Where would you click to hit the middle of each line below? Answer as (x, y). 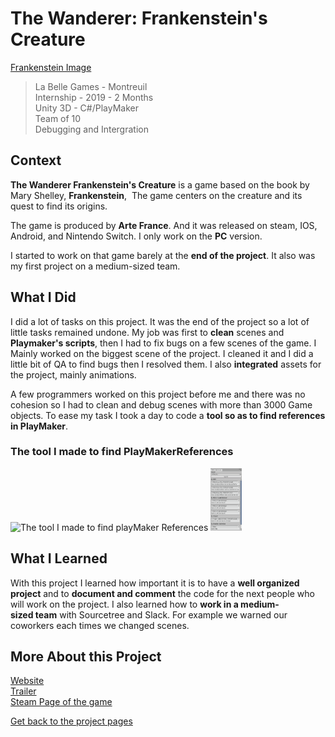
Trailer (23, 691)
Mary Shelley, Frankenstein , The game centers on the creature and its (156, 195)
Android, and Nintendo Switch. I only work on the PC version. (136, 236)
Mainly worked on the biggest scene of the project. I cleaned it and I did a (162, 353)
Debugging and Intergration (91, 129)
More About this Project (86, 657)
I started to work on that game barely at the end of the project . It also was (163, 255)
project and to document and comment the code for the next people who (162, 593)
